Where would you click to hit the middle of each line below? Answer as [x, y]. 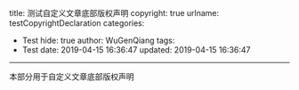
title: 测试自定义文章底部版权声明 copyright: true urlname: [114, 13]
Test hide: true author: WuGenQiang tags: [98, 40]
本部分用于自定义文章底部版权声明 [72, 77]
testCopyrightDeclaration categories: [77, 23]
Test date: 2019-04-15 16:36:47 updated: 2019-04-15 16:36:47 [136, 50]
